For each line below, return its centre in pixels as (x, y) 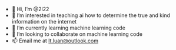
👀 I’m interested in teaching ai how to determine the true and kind (91, 15)
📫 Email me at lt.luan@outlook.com (55, 41)
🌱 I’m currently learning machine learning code (68, 28)
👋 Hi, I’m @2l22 (30, 9)
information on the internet (44, 21)
